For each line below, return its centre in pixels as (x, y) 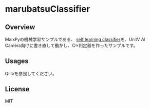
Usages (17, 61)
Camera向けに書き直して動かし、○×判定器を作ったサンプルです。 (71, 45)
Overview (20, 27)
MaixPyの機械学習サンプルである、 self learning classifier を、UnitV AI (75, 39)
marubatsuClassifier (47, 9)
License (17, 89)
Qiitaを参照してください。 (31, 73)
